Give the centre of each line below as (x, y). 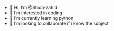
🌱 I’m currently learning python (42, 18)
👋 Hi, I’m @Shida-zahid (33, 8)
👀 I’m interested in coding (36, 13)
